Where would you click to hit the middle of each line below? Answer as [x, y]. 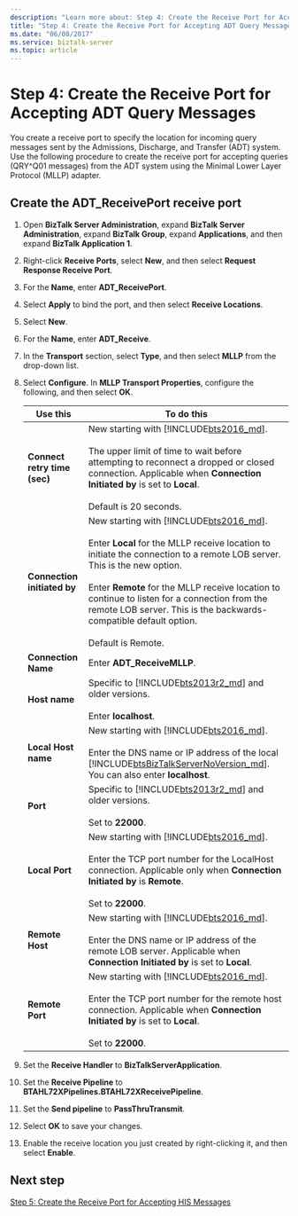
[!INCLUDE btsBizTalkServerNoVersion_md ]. [179, 764]
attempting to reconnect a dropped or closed [181, 462]
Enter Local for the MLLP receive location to [179, 543]
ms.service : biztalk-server [62, 42]
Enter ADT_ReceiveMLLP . [142, 663]
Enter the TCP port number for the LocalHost [181, 859]
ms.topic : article [44, 51]
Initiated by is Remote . [136, 881]
